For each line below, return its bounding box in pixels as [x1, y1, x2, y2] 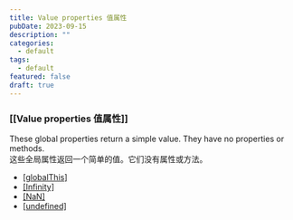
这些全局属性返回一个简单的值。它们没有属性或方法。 [9, 153, 208, 164]
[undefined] [22, 200, 67, 211]
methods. [9, 142, 45, 154]
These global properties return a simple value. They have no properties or [9, 133, 285, 144]
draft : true [9, 81, 54, 90]
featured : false [9, 72, 71, 81]
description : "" [9, 30, 71, 39]
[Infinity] [22, 181, 54, 192]
